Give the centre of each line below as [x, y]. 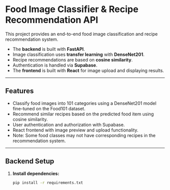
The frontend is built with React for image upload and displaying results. [88, 70]
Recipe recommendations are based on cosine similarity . [73, 59]
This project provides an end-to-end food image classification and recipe [81, 34]
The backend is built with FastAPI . [49, 49]
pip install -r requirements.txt [48, 182]
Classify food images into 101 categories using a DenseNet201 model [84, 103]
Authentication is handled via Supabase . [55, 65]
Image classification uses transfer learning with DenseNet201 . [78, 54]
